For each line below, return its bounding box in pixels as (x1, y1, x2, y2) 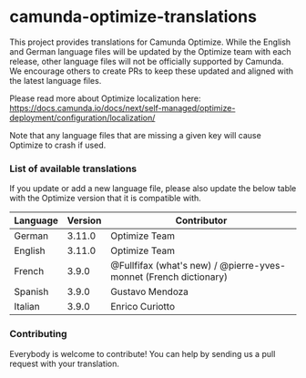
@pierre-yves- (219, 260, 287, 272)
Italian (14, 301, 41, 313)
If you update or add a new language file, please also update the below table (9, 183, 297, 194)
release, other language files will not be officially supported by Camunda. (9, 56, 284, 66)
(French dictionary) (145, 271, 228, 283)
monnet (110, 271, 144, 283)
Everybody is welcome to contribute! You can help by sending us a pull (9, 348, 276, 359)
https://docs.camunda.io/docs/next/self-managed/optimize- (9, 102, 236, 113)
